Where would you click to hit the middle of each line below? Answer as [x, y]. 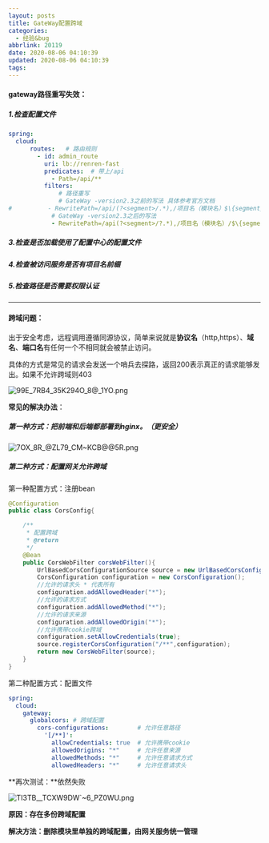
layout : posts [32, 16]
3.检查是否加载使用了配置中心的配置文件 [75, 243]
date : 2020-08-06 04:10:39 [53, 53]
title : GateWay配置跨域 [45, 23]
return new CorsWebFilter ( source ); [96, 652]
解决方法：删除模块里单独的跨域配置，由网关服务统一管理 [103, 831]
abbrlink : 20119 [35, 46]
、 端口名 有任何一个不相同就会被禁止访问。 [86, 347]
